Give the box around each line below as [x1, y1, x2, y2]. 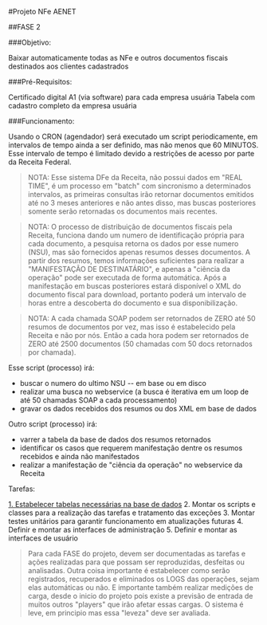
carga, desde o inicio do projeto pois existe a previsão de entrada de [27, 592, 253, 600]
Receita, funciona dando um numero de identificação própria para [27, 230, 245, 240]
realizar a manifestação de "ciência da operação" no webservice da [19, 460, 243, 470]
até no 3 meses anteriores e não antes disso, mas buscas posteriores [27, 199, 257, 207]
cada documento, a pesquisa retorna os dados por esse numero [27, 239, 239, 248]
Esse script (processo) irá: [8, 363, 95, 372]
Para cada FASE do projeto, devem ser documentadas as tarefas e [27, 549, 245, 558]
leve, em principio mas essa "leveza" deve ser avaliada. [27, 608, 211, 617]
